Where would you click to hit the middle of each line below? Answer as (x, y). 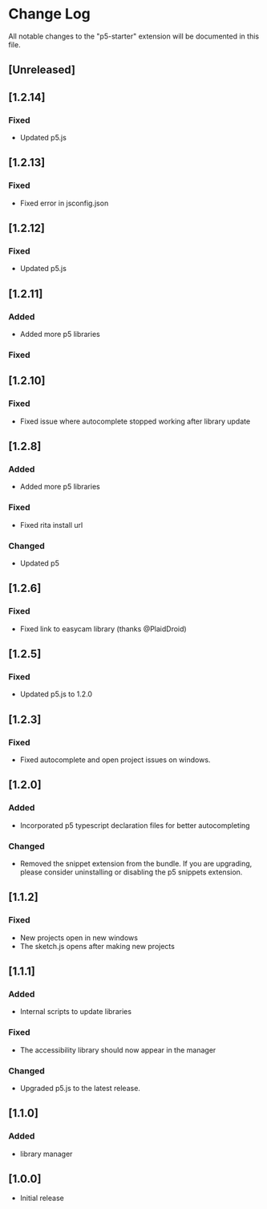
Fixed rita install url (51, 525)
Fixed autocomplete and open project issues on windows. (115, 760)
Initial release (42, 1198)
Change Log (49, 14)
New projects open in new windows (79, 937)
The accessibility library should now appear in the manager (118, 1050)
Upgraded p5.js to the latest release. (80, 1088)
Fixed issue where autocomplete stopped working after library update (135, 421)
